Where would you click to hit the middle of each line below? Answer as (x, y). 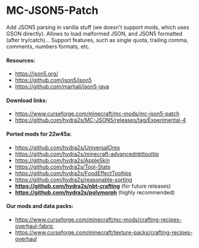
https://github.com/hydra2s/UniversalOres (67, 147)
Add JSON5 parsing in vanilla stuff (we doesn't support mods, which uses (98, 27)
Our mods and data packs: (40, 206)
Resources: (21, 60)
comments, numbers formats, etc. (48, 46)
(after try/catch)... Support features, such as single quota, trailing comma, (97, 40)
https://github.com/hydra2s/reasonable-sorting (73, 179)
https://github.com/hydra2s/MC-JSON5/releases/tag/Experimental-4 (100, 120)
